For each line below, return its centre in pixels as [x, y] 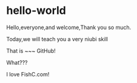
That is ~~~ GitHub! [31, 51]
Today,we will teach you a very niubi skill [57, 39]
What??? [17, 62]
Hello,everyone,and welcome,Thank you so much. [69, 27]
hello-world [36, 11]
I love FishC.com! [28, 74]
